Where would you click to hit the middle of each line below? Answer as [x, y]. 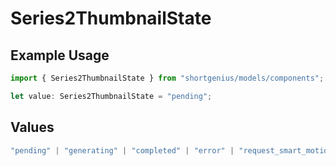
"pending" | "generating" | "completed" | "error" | [122, 150]
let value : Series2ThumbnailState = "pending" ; [111, 96]
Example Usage [60, 55]
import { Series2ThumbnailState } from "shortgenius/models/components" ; [167, 78]
